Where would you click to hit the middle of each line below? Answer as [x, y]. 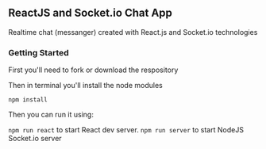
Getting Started [39, 52]
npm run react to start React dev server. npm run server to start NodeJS [126, 130]
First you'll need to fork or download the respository [93, 70]
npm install [28, 100]
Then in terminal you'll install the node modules [85, 86]
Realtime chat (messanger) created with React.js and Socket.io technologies [133, 32]
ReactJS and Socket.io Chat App [91, 13]
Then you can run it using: [51, 115]
